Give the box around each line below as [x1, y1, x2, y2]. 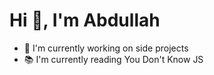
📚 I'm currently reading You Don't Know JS [23, 53, 204, 65]
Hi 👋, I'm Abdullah [9, 9, 161, 32]
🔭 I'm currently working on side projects [23, 42, 189, 54]
